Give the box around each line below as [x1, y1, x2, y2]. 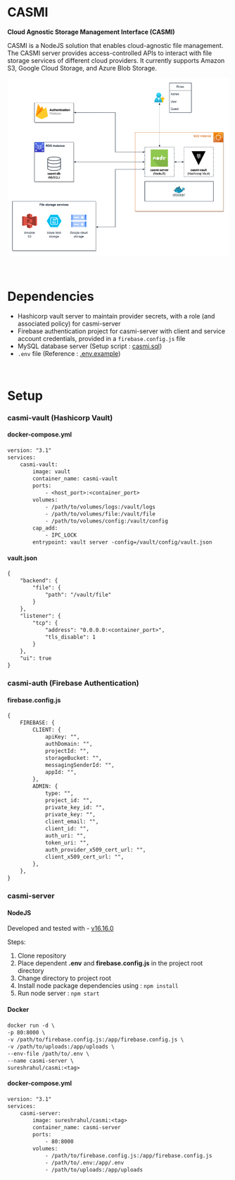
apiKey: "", [44, 734, 80, 741]
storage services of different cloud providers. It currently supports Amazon [7, 56, 225, 64]
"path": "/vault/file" [44, 591, 112, 599]
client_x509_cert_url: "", [44, 854, 125, 861]
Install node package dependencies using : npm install [17, 982, 179, 990]
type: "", [44, 790, 74, 797]
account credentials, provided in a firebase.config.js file [17, 334, 186, 342]
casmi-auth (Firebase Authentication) [7, 679, 139, 689]
